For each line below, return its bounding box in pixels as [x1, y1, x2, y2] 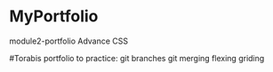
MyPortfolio [9, 6, 99, 27]
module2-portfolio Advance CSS [9, 36, 129, 46]
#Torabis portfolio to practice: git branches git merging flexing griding [9, 52, 265, 63]
